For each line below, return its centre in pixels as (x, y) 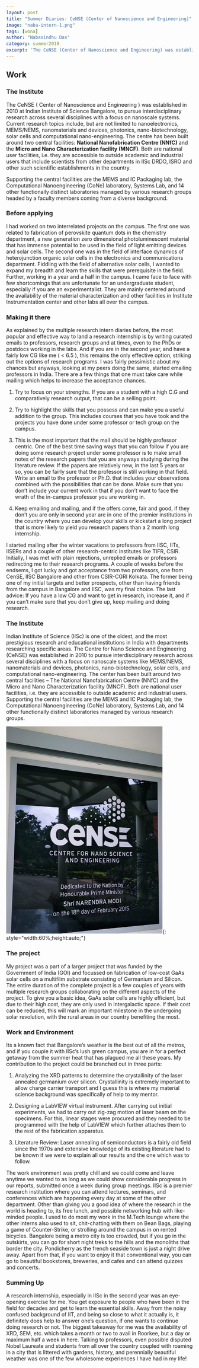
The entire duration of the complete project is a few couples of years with (96, 985)
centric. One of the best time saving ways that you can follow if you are (102, 447)
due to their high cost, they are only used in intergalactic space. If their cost (98, 1004)
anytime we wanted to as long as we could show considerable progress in (96, 1179)
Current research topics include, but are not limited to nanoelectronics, (92, 123)
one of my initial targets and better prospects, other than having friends (93, 583)
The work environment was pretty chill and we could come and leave (90, 1173)
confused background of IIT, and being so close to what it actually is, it (93, 1315)
